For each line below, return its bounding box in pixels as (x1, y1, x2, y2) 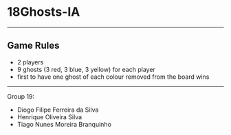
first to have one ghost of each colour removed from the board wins (16, 73, 210, 81)
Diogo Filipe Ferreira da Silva (16, 106, 99, 114)
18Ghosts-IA (7, 4, 80, 20)
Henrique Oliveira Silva (16, 112, 82, 121)
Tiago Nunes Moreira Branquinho (16, 120, 112, 128)
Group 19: (7, 92, 35, 100)
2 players (16, 58, 44, 66)
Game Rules (7, 40, 60, 51)
